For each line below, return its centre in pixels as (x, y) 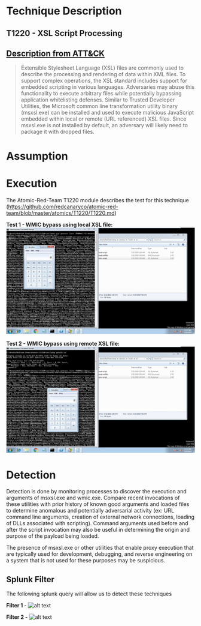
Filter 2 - (17, 617)
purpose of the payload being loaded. (53, 536)
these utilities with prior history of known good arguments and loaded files (98, 504)
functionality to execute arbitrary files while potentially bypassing (101, 94)
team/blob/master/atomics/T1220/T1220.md (60, 213)
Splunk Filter (31, 579)
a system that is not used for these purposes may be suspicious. (86, 561)
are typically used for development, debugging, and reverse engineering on (99, 554)
